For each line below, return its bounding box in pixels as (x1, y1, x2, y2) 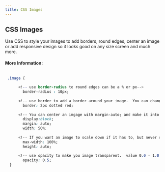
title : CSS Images (5, 7, 43, 12)
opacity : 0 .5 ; (23, 158, 52, 163)
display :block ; (23, 116, 54, 122)
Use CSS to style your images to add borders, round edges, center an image (5, 38, 160, 44)
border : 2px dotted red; (23, 103, 74, 108)
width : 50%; (23, 126, 48, 131)
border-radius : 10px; (23, 89, 69, 94)
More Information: (5, 60, 43, 66)
